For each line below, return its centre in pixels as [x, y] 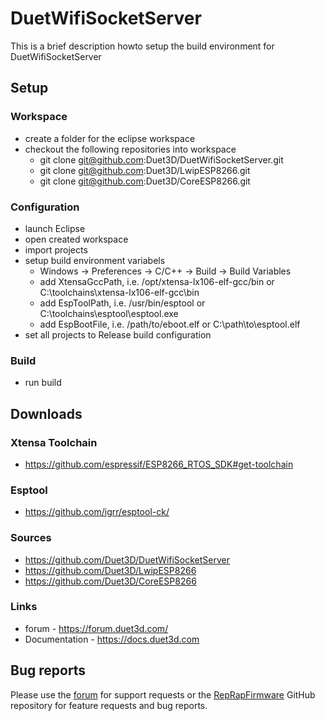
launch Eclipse [55, 228]
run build [43, 383]
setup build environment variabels [95, 260]
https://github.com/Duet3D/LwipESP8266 [110, 570]
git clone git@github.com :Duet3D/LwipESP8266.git [145, 170]
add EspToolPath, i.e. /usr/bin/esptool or [122, 303]
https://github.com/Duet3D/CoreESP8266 [110, 581]
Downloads [46, 413]
